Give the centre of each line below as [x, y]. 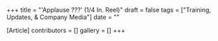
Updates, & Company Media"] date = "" [63, 17]
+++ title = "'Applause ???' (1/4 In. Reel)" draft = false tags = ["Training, [109, 10]
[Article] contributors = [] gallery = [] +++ [66, 30]
